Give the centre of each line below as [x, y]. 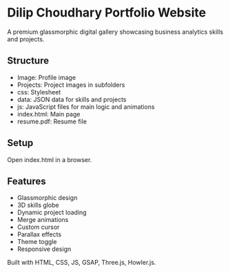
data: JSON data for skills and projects [72, 99]
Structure [28, 61]
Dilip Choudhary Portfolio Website [107, 13]
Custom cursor [38, 227]
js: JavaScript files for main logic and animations [86, 107]
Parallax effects [39, 234]
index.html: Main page [49, 114]
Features [27, 181]
